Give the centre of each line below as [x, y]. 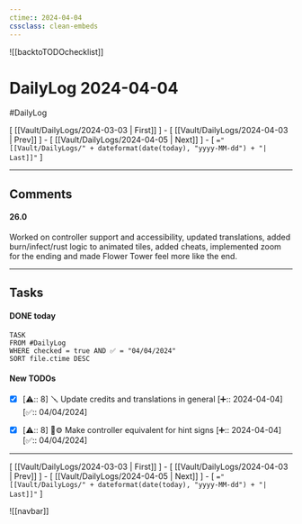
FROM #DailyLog [38, 343]
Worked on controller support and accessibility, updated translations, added [150, 237]
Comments [41, 194]
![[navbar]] [29, 510]
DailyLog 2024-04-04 [94, 88]
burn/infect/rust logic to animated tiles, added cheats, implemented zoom [145, 247]
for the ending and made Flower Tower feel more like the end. [124, 257]
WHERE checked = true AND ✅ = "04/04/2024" [93, 351]
